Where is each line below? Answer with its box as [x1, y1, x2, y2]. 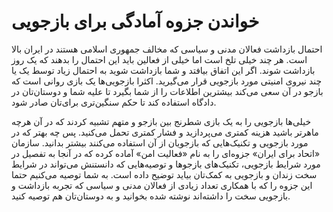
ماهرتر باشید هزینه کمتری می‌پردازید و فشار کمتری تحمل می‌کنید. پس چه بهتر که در [11, 126, 319, 138]
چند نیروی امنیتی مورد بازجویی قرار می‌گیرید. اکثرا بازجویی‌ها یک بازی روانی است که [11, 75, 323, 87]
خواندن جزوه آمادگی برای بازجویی [11, 10, 260, 33]
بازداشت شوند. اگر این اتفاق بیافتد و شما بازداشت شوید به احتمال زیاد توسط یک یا [11, 64, 316, 76]
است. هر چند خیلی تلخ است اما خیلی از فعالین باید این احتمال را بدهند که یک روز [11, 53, 308, 65]
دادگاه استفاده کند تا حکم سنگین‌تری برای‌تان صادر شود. [11, 96, 217, 108]
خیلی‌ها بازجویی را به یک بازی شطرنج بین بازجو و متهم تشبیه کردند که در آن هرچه [11, 115, 312, 127]
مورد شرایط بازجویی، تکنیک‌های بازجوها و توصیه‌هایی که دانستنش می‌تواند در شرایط [11, 158, 321, 170]
